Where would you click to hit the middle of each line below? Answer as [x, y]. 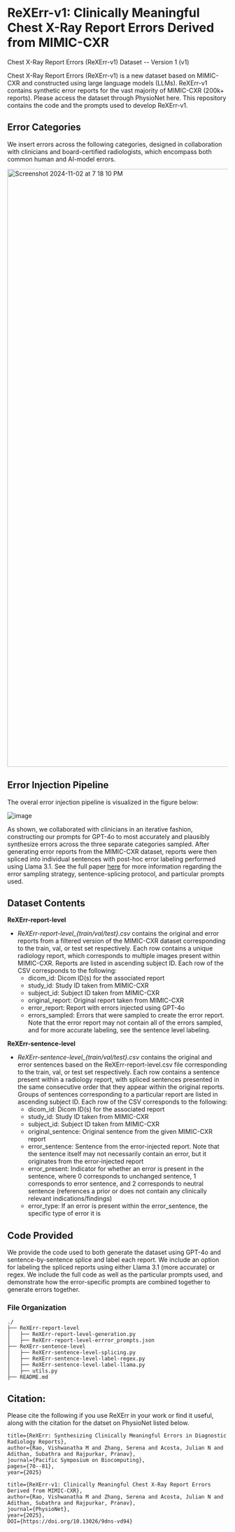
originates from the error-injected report [86, 1161]
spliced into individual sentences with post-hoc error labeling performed [112, 859]
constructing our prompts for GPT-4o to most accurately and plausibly [108, 836]
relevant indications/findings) [70, 1199]
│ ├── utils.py [33, 1371]
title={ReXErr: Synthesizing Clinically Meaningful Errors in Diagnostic [117, 1436]
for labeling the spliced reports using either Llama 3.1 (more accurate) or [111, 1267]
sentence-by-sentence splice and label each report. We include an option [113, 1260]
